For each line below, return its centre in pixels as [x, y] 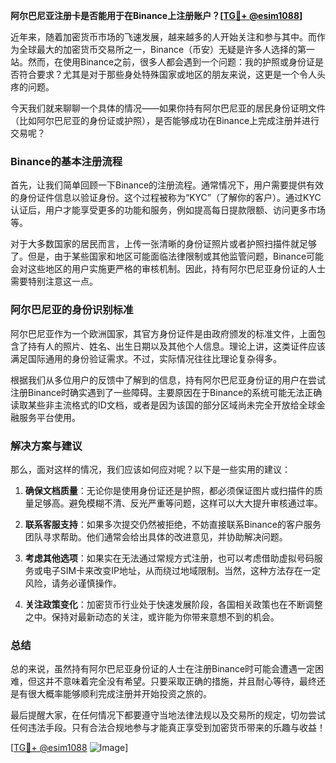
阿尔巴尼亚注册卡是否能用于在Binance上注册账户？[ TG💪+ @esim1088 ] [156, 15]
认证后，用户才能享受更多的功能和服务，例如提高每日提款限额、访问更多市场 [168, 210]
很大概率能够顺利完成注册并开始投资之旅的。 [119, 694]
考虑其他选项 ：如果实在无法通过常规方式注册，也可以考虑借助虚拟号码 [169, 558]
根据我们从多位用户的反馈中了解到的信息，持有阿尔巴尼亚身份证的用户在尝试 [168, 380]
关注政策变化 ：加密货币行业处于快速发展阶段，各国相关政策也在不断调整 [173, 604]
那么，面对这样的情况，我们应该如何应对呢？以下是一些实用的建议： [150, 469]
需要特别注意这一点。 [54, 281]
